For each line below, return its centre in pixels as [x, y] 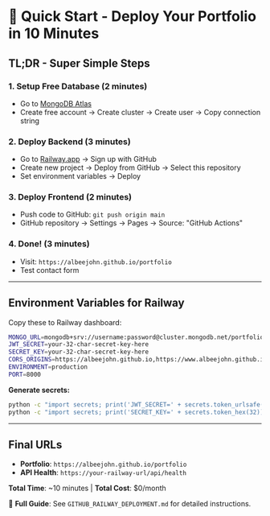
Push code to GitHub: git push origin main [92, 215]
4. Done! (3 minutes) [49, 244]
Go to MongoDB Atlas [56, 103]
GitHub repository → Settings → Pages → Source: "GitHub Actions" [131, 223]
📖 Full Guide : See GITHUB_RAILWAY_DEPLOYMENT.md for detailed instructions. [130, 504]
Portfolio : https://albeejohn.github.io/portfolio [103, 464]
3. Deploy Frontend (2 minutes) [70, 197]
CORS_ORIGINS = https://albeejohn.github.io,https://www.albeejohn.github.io [138, 360]
